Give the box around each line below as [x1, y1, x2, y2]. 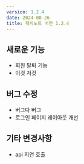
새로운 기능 [6, 44, 45, 55]
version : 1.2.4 [6, 9, 45, 15]
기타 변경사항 [6, 134, 53, 144]
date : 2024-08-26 [6, 15, 50, 21]
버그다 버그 [15, 106, 42, 113]
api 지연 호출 [15, 151, 46, 158]
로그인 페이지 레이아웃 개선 [15, 114, 79, 121]
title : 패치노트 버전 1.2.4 [6, 20, 69, 26]
